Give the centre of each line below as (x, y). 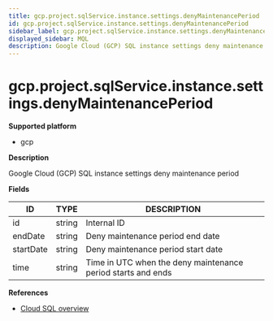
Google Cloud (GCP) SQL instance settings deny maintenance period (124, 174)
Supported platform (43, 126)
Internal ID (106, 223)
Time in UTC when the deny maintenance (165, 262)
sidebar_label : (34, 31)
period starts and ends (129, 273)
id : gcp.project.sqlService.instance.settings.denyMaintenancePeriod (129, 24)
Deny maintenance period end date (153, 236)
